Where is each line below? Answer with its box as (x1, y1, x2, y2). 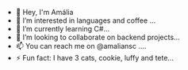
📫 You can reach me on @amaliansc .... (15, 42, 147, 50)
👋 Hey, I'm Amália (15, 8, 74, 17)
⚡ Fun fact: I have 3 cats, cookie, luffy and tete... (15, 53, 175, 62)
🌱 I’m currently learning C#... (15, 24, 110, 33)
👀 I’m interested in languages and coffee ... (15, 16, 156, 25)
